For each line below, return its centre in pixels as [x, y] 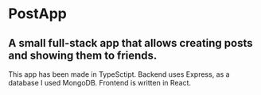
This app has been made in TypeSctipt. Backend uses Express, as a [119, 74]
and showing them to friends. [83, 55]
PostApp [38, 14]
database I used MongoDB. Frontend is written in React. [100, 83]
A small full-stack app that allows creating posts [130, 43]
